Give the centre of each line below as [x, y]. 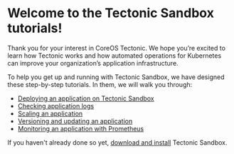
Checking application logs [56, 106]
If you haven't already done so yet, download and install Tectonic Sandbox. [117, 142]
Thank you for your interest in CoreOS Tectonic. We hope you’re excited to [117, 48]
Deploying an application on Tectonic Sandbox [86, 98]
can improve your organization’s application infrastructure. [93, 63]
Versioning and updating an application [75, 121]
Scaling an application [50, 113]
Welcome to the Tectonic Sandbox [111, 13]
